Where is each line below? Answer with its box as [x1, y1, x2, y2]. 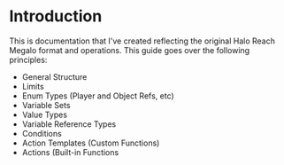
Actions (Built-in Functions [21, 146, 119, 157]
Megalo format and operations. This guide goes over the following [9, 44, 250, 55]
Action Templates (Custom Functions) [21, 137, 160, 148]
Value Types [21, 109, 68, 120]
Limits [21, 81, 44, 91]
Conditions [21, 128, 62, 138]
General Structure [21, 71, 88, 82]
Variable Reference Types [21, 118, 117, 130]
